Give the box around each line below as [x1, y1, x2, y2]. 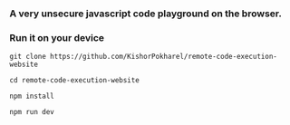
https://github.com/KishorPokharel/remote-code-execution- [49, 53, 278, 62]
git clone [9, 53, 47, 62]
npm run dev [9, 108, 54, 117]
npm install [9, 91, 54, 101]
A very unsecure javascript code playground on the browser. [9, 7, 283, 20]
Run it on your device [9, 31, 105, 43]
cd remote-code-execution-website [9, 76, 140, 85]
